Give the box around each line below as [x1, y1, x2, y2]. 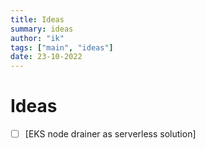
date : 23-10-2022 [10, 52, 83, 62]
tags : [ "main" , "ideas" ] [10, 42, 114, 53]
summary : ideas [10, 24, 74, 34]
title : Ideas [10, 14, 65, 25]
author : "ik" [10, 33, 65, 43]
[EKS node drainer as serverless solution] [24, 128, 197, 140]
